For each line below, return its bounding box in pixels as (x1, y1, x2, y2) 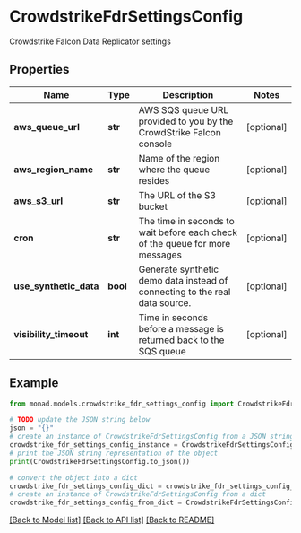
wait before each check (138, 226, 238, 239)
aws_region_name (13, 163, 94, 176)
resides (138, 174, 170, 187)
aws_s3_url (13, 195, 64, 207)
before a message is (138, 322, 224, 335)
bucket (138, 200, 168, 213)
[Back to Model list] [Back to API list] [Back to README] (9, 514, 215, 526)
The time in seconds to (138, 214, 235, 227)
